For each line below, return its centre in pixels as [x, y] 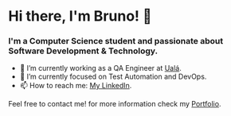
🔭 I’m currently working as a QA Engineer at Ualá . [100, 68]
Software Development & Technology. [83, 51]
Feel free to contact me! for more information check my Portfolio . [115, 104]
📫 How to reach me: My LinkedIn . [76, 86]
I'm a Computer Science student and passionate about [116, 41]
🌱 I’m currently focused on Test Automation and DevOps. [113, 77]
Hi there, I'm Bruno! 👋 [80, 16]
